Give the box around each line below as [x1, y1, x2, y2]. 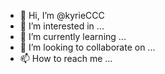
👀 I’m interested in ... [19, 20, 105, 32]
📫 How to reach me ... [19, 53, 113, 64]
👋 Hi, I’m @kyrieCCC [19, 10, 105, 21]
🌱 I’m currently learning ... [19, 31, 127, 42]
